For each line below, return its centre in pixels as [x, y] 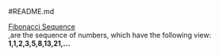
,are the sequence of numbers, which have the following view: [110, 35]
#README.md [31, 11]
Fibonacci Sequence [42, 26]
